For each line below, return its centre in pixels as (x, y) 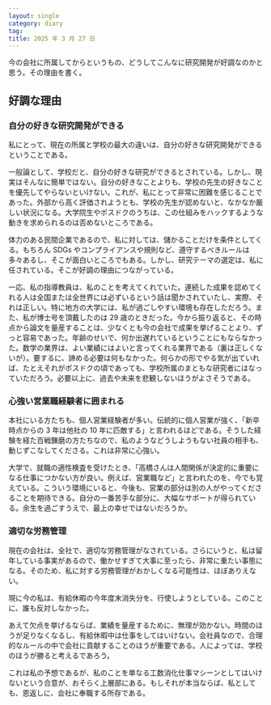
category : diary (36, 23)
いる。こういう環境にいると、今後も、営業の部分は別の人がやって (131, 488)
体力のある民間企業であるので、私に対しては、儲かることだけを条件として (132, 239)
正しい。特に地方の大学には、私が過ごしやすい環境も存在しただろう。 (139, 307)
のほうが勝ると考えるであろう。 (61, 655)
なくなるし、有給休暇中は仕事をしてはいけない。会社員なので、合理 (149, 635)
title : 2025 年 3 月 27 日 (52, 38)
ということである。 (40, 154)
